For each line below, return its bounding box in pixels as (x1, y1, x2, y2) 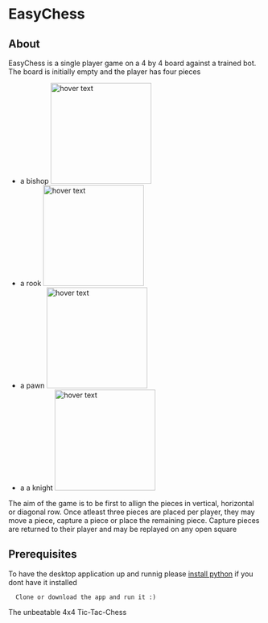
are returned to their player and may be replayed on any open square (8, 525, 237, 534)
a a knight (19, 483, 54, 492)
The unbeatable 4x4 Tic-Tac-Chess (8, 607, 127, 617)
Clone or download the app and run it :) (15, 593, 157, 601)
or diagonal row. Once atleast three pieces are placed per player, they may (8, 507, 255, 517)
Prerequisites (8, 547, 77, 561)
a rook (19, 279, 42, 288)
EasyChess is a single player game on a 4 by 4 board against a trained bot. (8, 58, 257, 68)
